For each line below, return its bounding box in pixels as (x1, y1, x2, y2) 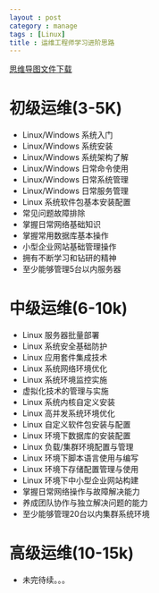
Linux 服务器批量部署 (21, 330, 100, 341)
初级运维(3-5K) (9, 98, 122, 119)
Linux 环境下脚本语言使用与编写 (21, 453, 139, 463)
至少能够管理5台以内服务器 (21, 264, 122, 275)
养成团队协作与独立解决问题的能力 (21, 497, 148, 508)
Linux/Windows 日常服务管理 (21, 185, 130, 197)
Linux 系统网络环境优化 (21, 363, 108, 374)
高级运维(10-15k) (9, 543, 134, 563)
